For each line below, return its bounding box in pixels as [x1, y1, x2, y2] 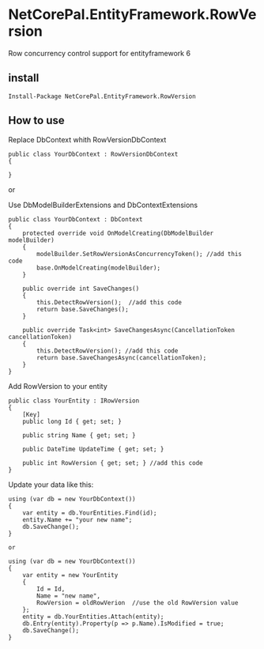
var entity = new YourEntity [22, 571, 119, 579]
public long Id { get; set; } [22, 417, 123, 425]
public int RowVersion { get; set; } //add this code [22, 458, 203, 467]
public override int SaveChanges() [22, 285, 140, 292]
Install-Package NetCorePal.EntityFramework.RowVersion [8, 92, 196, 100]
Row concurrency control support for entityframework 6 [8, 48, 191, 58]
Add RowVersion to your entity [8, 381, 108, 391]
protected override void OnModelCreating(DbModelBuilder [22, 229, 214, 237]
